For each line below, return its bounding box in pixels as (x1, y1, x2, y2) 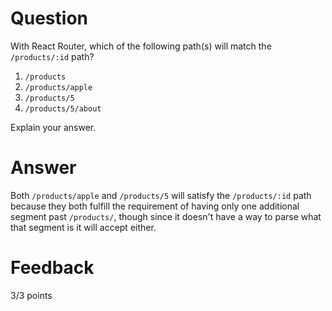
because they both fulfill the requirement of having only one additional (10, 200, 300, 212)
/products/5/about (24, 103, 102, 114)
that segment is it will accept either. (10, 221, 157, 233)
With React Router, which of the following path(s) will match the (10, 40, 272, 52)
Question (10, 7, 88, 30)
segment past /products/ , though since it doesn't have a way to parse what (10, 210, 322, 222)
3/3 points (10, 289, 53, 301)
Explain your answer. (10, 121, 97, 133)
